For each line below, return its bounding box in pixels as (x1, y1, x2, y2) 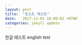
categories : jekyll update (5, 20, 60, 26)
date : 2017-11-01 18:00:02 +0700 (5, 16, 78, 21)
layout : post (5, 7, 32, 12)
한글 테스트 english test (5, 34, 51, 40)
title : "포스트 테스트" (5, 12, 50, 16)
